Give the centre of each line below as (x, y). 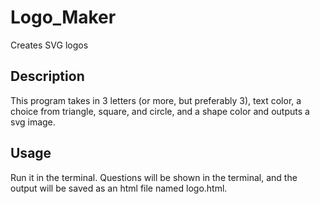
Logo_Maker (63, 17)
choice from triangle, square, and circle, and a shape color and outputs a (160, 111)
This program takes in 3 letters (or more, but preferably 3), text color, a (156, 100)
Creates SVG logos (49, 45)
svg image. (33, 122)
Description (47, 76)
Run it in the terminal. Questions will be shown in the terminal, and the (154, 177)
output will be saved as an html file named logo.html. (119, 188)
